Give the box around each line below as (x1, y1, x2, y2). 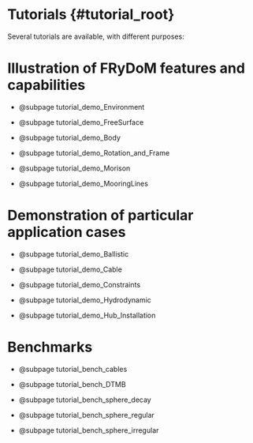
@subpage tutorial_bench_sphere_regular (18, 410, 155, 419)
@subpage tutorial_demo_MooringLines (18, 178, 149, 188)
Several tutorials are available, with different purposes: (7, 32, 184, 41)
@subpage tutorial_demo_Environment (18, 102, 145, 111)
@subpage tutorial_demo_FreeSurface (18, 117, 144, 127)
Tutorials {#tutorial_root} (7, 6, 175, 24)
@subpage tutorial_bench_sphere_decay (18, 395, 151, 404)
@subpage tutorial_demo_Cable (18, 265, 123, 274)
